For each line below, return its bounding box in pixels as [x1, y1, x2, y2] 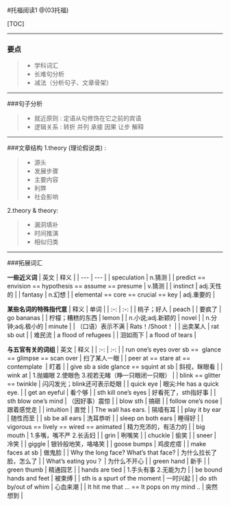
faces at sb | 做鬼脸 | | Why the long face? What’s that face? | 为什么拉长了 [7, 448, 217, 457]
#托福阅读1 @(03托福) [7, 6, 69, 14]
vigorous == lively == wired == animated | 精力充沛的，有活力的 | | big [7, 423, 205, 431]
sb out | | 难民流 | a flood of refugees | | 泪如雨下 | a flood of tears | [7, 331, 196, 339]
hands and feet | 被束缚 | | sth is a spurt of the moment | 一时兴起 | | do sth [7, 474, 218, 483]
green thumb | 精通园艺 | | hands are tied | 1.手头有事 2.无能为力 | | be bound [7, 465, 222, 474]
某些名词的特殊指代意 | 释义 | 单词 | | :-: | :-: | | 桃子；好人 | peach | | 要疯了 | [7, 305, 222, 314]
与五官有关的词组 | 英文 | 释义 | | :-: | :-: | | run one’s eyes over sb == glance [7, 345, 221, 354]
